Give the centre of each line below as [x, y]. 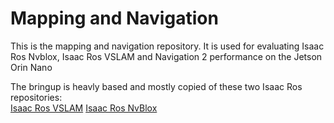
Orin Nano [31, 67]
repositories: [36, 97]
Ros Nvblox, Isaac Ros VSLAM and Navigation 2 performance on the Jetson [166, 56]
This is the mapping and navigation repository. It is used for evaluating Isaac [167, 46]
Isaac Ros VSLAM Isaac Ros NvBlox [84, 108]
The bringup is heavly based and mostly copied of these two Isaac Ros [156, 86]
